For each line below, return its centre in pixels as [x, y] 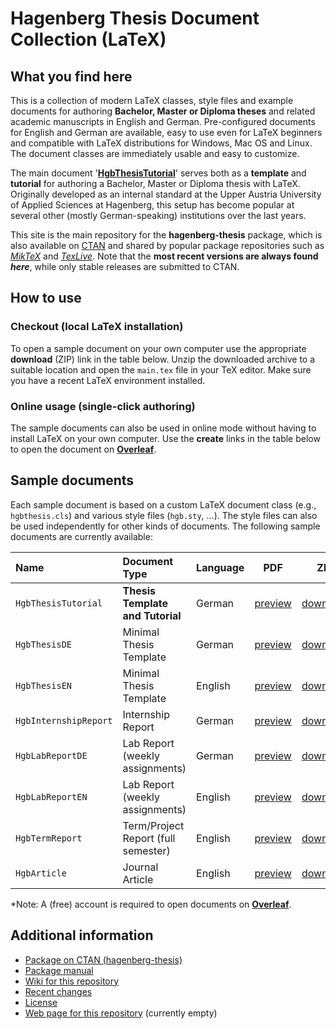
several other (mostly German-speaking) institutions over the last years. [158, 215]
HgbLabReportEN [51, 796]
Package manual [59, 970]
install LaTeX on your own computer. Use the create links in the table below [165, 438]
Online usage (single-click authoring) [103, 406]
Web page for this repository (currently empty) [121, 1013]
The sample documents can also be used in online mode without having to [163, 428]
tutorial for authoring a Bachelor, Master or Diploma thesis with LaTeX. [155, 183]
